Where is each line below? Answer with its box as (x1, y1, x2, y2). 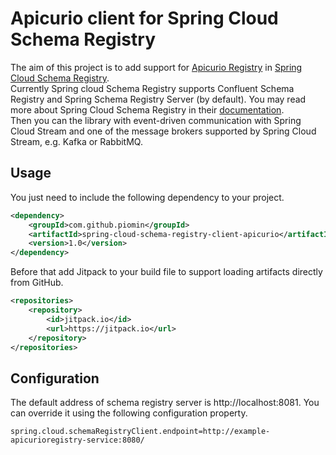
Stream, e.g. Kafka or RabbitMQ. (10, 135, 143, 147)
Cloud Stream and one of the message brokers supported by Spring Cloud (10, 125, 317, 137)
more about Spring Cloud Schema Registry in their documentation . (10, 103, 285, 116)
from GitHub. (10, 277, 64, 289)
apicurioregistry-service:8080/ (10, 435, 145, 446)
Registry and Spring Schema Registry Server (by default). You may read (10, 93, 307, 105)
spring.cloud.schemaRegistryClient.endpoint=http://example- (10, 427, 271, 437)
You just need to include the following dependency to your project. (10, 191, 285, 203)
